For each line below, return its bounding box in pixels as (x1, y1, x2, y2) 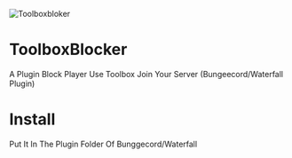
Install (9, 109, 56, 130)
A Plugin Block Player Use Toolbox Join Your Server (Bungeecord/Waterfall (9, 68, 284, 79)
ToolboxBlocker (9, 40, 128, 59)
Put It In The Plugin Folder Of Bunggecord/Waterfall (9, 138, 198, 149)
